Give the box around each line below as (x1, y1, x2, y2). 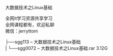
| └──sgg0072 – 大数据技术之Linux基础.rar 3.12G (5, 45, 108, 51)
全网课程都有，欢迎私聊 (5, 22, 54, 27)
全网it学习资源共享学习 (5, 15, 52, 21)
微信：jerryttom (5, 28, 38, 34)
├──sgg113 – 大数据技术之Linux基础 (5, 39, 81, 45)
